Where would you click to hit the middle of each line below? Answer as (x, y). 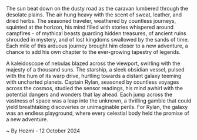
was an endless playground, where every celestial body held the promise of (98, 113)
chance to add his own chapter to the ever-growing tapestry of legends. (94, 52)
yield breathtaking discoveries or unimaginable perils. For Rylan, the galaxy (97, 107)
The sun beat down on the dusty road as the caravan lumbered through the (97, 8)
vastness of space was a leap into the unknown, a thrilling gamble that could (99, 101)
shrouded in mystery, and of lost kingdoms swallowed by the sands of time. (98, 40)
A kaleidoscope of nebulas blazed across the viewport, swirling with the (93, 63)
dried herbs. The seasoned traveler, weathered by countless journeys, (91, 21)
